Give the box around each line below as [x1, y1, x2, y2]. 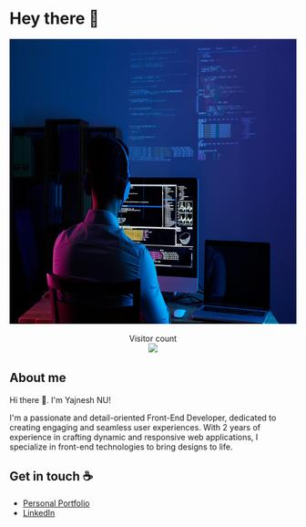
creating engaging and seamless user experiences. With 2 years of [9, 421, 261, 432]
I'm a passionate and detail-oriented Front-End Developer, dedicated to [9, 412, 277, 423]
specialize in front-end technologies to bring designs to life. [9, 441, 233, 452]
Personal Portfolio [22, 497, 90, 509]
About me [9, 370, 66, 386]
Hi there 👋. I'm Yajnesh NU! [9, 394, 112, 405]
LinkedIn [22, 507, 56, 518]
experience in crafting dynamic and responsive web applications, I [9, 431, 259, 442]
